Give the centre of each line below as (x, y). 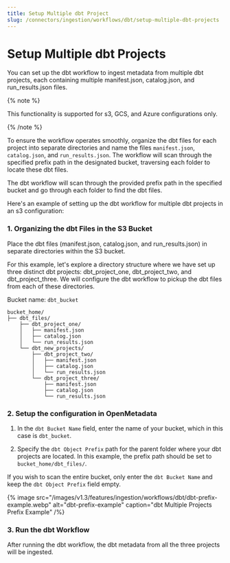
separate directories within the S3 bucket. (66, 251)
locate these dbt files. (38, 170)
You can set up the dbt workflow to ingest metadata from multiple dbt (105, 73)
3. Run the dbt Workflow (48, 529)
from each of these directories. (51, 286)
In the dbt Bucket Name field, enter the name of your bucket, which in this (120, 428)
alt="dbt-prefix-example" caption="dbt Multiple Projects (132, 505)
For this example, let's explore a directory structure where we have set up (111, 264)
